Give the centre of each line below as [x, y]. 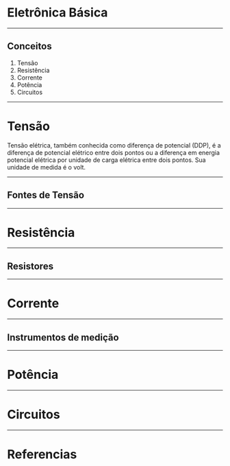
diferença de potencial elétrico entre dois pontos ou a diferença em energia [114, 152]
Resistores [30, 266]
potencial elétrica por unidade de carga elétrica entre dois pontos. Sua [107, 160]
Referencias [42, 455]
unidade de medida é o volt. [47, 167]
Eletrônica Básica [57, 13]
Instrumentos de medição [63, 337]
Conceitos [30, 46]
